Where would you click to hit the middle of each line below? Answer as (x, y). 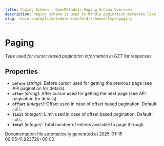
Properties (21, 71)
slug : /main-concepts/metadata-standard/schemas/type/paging (69, 18)
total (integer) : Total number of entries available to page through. (78, 125)
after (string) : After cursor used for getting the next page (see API (79, 93)
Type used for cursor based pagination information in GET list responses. (79, 56)
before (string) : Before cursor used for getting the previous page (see (82, 83)
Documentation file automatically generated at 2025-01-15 (64, 134)
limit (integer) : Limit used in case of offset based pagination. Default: (82, 114)
